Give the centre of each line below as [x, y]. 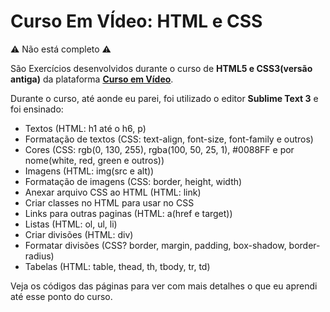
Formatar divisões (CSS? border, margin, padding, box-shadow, [155, 245]
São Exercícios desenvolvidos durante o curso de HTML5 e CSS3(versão [161, 68]
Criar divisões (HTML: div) [79, 234]
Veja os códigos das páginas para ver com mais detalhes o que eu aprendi [164, 286]
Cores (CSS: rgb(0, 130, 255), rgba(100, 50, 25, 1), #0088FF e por [159, 149]
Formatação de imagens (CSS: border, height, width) [133, 181]
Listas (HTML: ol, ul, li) [71, 224]
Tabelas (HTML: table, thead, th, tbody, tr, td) [117, 266]
